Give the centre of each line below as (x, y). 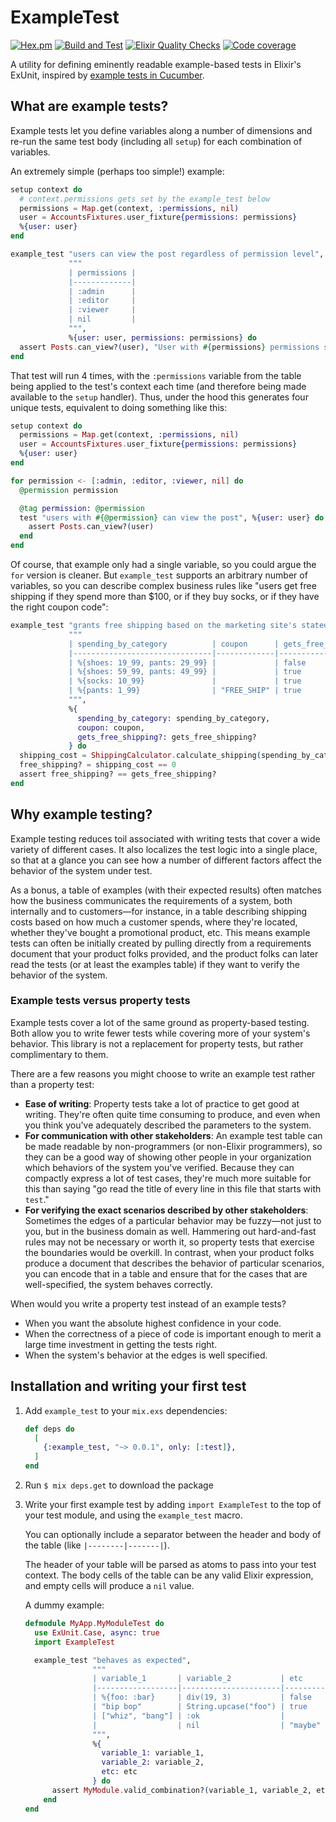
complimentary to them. (59, 1054)
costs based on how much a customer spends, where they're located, (154, 922)
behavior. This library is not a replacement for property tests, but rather (157, 1043)
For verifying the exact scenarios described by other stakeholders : (166, 1210)
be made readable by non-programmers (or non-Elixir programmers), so (173, 1146)
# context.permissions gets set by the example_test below (145, 199)
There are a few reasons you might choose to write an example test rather (163, 1073)
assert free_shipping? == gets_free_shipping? (118, 774)
